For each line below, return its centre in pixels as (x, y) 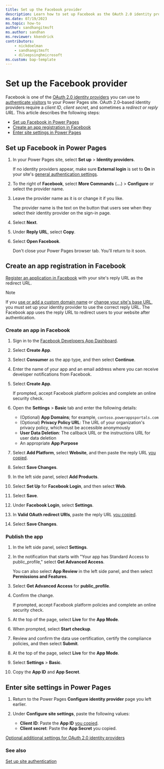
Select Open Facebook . (36, 241)
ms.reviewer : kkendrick (30, 37)
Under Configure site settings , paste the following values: (71, 714)
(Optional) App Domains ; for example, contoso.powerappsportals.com (89, 417)
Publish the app (24, 537)
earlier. (19, 704)
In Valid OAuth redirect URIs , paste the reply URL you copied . (74, 515)
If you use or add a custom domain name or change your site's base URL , (79, 302)
